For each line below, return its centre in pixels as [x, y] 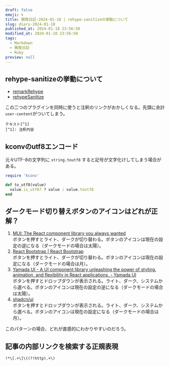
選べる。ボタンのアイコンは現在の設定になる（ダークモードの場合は [88, 312]
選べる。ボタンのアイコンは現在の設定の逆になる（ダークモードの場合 [90, 287]
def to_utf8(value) [26, 185]
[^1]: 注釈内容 [20, 130]
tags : [11, 39]
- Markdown [21, 43]
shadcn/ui [23, 300]
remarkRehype [28, 91]
